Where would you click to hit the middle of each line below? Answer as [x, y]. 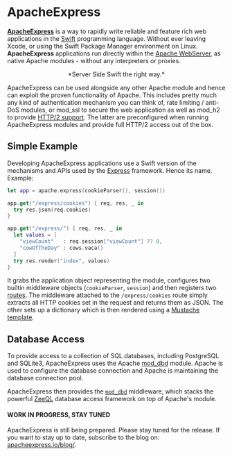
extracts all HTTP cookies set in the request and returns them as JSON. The [115, 303]
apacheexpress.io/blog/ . [42, 445]
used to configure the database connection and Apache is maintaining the [113, 371]
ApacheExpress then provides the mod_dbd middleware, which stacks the [110, 391]
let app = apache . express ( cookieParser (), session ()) [87, 191]
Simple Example [43, 146]
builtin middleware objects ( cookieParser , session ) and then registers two [112, 288]
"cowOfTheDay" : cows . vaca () [62, 248]
